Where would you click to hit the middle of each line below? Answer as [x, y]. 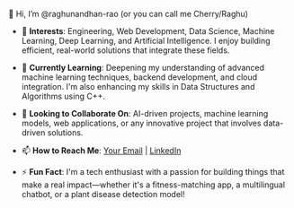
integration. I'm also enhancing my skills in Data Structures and [138, 87]
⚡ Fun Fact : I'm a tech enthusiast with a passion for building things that [153, 172]
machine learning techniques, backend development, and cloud [139, 77]
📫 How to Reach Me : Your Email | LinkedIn [101, 151]
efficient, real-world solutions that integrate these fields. [125, 50]
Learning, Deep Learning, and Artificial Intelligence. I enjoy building [146, 41]
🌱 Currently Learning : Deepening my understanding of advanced [143, 68]
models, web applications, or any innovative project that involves [141, 123]
